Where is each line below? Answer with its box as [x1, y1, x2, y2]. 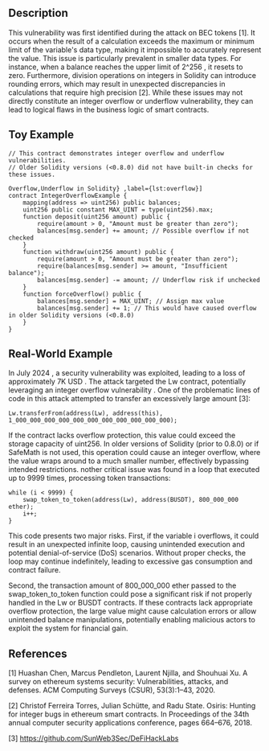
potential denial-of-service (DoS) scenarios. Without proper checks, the [8, 548, 247, 558]
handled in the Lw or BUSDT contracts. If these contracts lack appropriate [8, 598, 253, 608]
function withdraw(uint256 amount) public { [22, 248, 174, 256]
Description [8, 6, 68, 20]
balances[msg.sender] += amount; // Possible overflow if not [37, 227, 250, 235]
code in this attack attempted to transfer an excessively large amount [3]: [8, 394, 251, 404]
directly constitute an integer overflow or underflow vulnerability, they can [8, 96, 254, 105]
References [8, 646, 67, 660]
